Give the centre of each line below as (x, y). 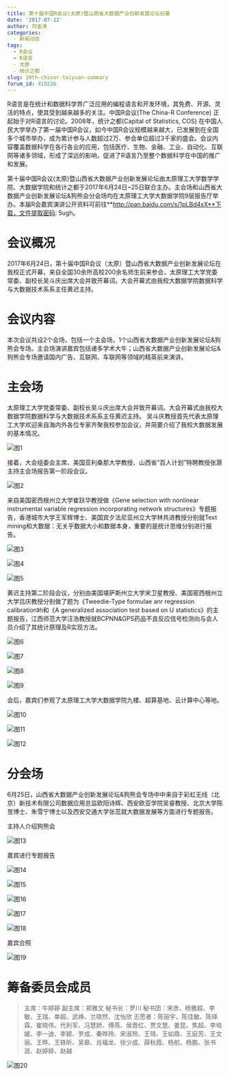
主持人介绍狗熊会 (31, 826)
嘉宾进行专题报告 (31, 855)
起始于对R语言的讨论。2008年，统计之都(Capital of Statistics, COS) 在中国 (112, 121)
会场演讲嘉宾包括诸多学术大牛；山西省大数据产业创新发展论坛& (132, 349)
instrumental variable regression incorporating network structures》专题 (109, 509)
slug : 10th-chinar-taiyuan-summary (58, 77)
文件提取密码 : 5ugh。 (49, 213)
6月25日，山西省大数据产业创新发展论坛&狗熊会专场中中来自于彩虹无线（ (111, 794)
